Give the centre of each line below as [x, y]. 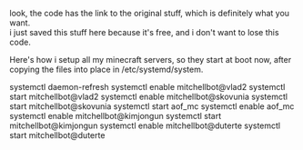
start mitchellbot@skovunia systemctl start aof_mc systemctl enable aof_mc [152, 106]
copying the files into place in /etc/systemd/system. [106, 69]
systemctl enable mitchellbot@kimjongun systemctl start [116, 116]
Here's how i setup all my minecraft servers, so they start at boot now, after [151, 60]
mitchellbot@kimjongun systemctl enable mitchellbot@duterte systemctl [145, 125]
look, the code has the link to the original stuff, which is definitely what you [149, 13]
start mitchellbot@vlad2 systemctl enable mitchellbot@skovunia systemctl [149, 96]
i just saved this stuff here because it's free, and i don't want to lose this [144, 32]
